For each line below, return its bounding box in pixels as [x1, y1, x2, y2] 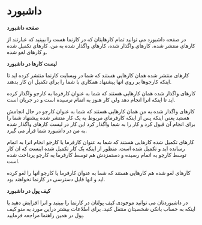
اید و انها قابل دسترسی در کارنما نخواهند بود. [7, 175, 105, 182]
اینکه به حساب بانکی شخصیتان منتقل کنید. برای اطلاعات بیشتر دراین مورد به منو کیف [7, 205, 195, 212]
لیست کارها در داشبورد [7, 60, 58, 67]
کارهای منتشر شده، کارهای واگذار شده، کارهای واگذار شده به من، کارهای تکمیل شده [7, 42, 195, 49]
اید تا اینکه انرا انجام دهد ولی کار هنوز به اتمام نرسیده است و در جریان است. [7, 96, 176, 103]
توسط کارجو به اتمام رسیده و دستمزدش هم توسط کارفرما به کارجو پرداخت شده [7, 151, 186, 158]
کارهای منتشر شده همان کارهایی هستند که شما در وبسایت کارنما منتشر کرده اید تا [7, 71, 189, 79]
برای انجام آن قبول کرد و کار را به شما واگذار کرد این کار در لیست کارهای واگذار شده [7, 120, 195, 127]
